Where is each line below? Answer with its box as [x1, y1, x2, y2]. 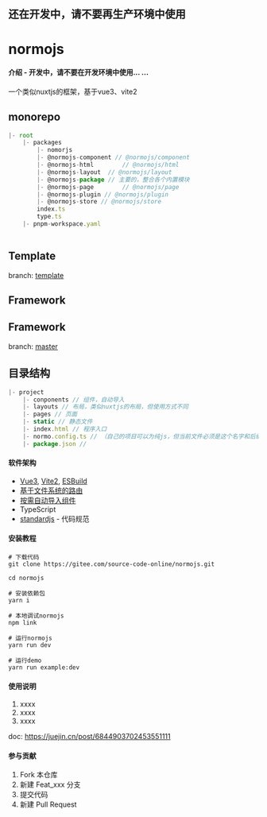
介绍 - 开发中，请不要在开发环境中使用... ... [8, 68, 149, 77]
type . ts [37, 213, 62, 221]
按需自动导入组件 [19, 495, 76, 505]
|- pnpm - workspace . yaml [22, 220, 102, 228]
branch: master [8, 341, 58, 351]
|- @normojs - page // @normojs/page [37, 183, 180, 191]
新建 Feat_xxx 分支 [19, 780, 81, 789]
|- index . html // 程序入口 [22, 425, 107, 433]
